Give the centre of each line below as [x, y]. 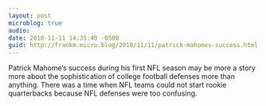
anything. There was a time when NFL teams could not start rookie [117, 85]
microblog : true [35, 23]
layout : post [30, 16]
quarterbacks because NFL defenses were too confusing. [103, 93]
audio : [19, 30]
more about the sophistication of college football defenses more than [121, 77]
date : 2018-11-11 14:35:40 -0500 [64, 38]
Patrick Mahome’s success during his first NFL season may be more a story [132, 68]
